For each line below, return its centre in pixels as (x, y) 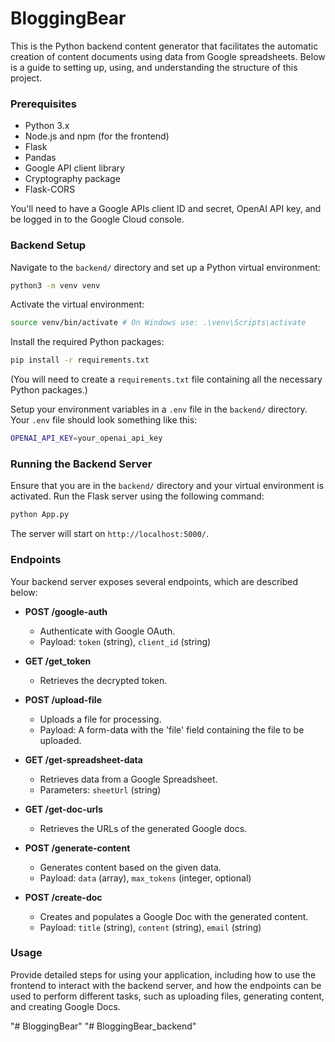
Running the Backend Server (81, 464)
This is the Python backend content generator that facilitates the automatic (164, 46)
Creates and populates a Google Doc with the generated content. (174, 916)
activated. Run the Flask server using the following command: (137, 496)
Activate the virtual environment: (77, 304)
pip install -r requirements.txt (80, 360)
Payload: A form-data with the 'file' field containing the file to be (172, 729)
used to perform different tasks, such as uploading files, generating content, (167, 996)
